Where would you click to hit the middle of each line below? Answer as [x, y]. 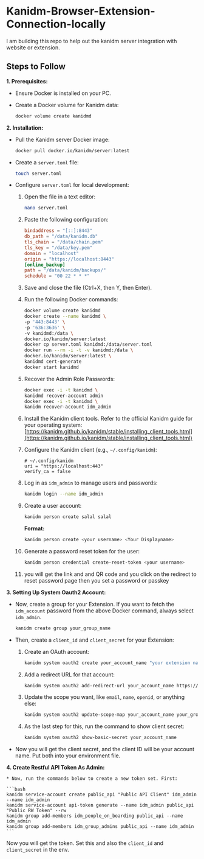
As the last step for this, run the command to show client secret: [104, 726]
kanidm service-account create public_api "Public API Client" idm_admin [102, 795]
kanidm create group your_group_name [63, 628]
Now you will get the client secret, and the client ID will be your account [105, 749]
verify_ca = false [47, 472]
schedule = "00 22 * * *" [57, 276]
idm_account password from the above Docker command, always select [104, 611]
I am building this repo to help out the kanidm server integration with [92, 41]
